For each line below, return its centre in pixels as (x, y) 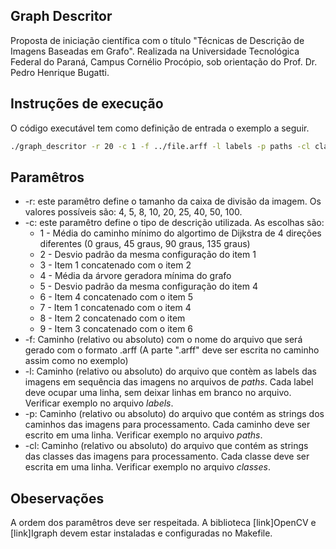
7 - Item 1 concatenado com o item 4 (115, 308)
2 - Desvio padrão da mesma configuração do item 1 (148, 255)
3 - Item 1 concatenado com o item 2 (115, 265)
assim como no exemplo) (76, 361)
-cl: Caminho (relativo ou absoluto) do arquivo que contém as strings (166, 446)
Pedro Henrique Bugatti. (60, 72)
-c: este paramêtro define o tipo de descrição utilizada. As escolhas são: (174, 223)
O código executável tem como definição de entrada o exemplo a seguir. (160, 128)
